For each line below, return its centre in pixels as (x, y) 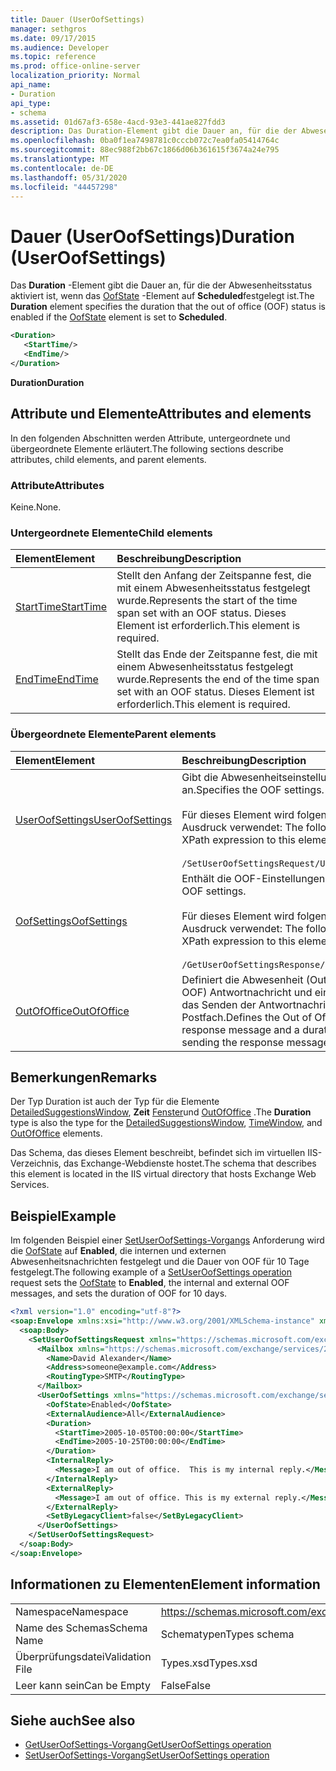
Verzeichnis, (36, 1163)
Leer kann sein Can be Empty (83, 1685)
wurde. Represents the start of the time (207, 601)
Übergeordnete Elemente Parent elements (113, 734)
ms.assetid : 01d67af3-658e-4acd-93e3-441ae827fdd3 (118, 122)
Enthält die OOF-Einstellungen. (254, 878)
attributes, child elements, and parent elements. (108, 459)
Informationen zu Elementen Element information (165, 1584)
